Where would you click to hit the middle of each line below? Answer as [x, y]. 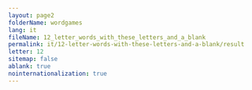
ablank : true [30, 67]
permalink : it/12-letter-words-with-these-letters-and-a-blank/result [126, 45]
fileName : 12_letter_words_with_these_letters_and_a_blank [107, 37]
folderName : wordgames [45, 23]
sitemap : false [33, 59]
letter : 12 [26, 52]
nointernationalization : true [58, 74]
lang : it [22, 30]
